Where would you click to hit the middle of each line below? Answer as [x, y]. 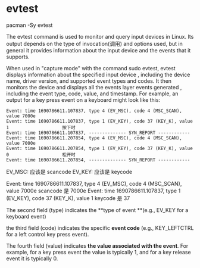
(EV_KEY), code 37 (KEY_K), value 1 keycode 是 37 [68, 198]
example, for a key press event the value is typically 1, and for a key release [99, 252]
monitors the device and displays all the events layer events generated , [94, 87]
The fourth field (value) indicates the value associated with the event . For [97, 245]
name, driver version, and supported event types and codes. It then [89, 81]
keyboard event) [26, 216]
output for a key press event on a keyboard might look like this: [83, 99]
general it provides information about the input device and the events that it [99, 50]
